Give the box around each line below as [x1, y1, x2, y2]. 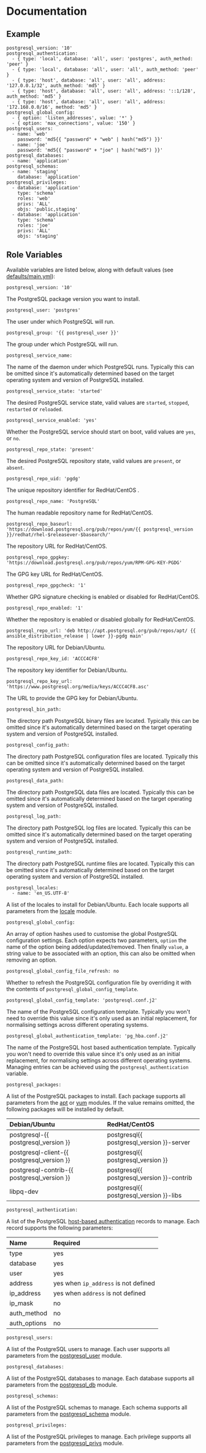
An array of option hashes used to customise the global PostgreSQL [6, 930, 178, 937]
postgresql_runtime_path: [6, 849, 72, 855]
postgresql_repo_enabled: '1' [6, 605, 84, 611]
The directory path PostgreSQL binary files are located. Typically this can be [6, 717, 199, 724]
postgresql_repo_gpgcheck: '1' [6, 582, 86, 588]
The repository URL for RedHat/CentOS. [6, 542, 107, 550]
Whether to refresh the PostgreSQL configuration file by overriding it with [6, 978, 192, 986]
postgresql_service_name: [6, 352, 72, 359]
